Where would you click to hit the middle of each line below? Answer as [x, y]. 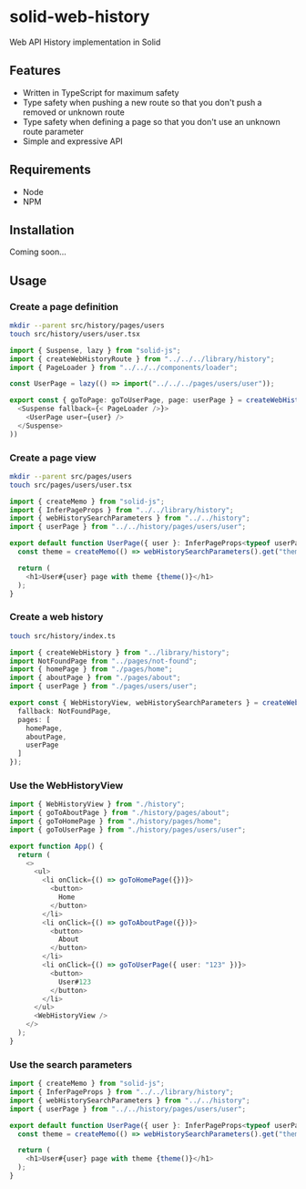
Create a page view [53, 458]
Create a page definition [64, 306]
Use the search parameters [71, 1064]
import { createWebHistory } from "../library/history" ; [120, 652]
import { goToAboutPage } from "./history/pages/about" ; [120, 813]
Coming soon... [38, 252]
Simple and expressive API [72, 141]
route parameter [53, 131]
